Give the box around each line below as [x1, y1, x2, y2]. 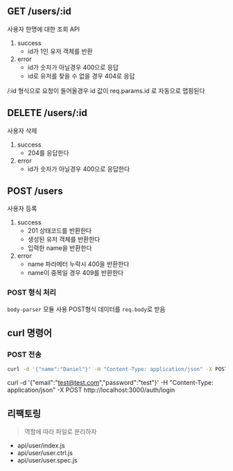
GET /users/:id [7, 6, 71, 17]
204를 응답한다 [27, 149, 69, 157]
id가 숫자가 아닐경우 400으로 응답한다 [27, 165, 130, 173]
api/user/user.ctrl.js [17, 449, 73, 457]
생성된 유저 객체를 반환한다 [27, 235, 101, 244]
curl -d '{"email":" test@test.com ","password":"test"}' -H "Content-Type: [7, 379, 214, 387]
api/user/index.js [17, 441, 65, 450]
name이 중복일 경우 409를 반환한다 [27, 269, 124, 277]
